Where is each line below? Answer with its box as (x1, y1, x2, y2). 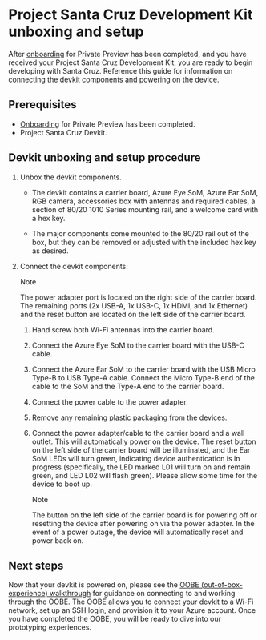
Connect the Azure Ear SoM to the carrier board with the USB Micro (31, 364, 256, 374)
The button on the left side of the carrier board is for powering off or (31, 510, 258, 520)
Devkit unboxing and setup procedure (8, 151, 202, 165)
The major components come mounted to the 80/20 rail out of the (31, 228, 250, 238)
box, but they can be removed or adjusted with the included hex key (31, 237, 256, 247)
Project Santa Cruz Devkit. (19, 127, 107, 137)
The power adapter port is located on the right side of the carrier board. (19, 292, 257, 302)
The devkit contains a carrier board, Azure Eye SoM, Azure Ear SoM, (31, 187, 259, 197)
